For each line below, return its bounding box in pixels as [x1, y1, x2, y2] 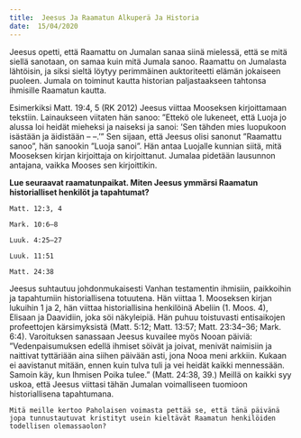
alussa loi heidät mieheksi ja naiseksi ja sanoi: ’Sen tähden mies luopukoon [9, 121, 287, 132]
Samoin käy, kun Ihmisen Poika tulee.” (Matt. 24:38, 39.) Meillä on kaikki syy [9, 369, 292, 379]
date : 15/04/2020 [9, 22, 78, 31]
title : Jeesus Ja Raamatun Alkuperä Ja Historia [9, 13, 200, 23]
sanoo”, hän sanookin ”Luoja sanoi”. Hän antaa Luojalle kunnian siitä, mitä [9, 141, 282, 151]
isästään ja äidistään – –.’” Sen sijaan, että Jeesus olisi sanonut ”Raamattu [9, 131, 282, 141]
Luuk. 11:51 [9, 251, 54, 260]
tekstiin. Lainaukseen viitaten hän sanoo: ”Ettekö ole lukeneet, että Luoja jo [9, 112, 287, 123]
